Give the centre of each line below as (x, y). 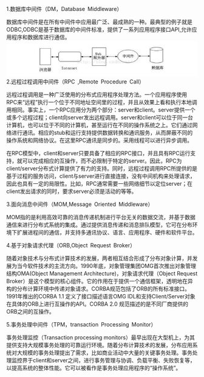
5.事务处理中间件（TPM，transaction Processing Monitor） (81, 324)
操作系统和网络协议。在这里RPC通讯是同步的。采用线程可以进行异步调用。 (100, 140)
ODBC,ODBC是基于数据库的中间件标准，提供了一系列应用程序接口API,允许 (99, 30)
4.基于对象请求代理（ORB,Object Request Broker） (71, 245)
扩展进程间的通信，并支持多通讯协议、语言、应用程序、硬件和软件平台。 (107, 232)
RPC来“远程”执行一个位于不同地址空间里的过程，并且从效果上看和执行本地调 (102, 102)
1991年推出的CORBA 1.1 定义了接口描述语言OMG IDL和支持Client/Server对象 (101, 296)
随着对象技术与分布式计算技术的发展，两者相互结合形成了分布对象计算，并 (99, 258)
